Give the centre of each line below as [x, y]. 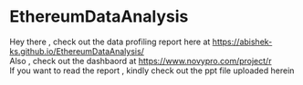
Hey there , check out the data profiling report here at [110, 42]
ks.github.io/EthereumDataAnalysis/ [77, 51]
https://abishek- [242, 42]
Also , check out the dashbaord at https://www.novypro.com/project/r [141, 61]
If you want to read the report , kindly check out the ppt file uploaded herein [152, 71]
